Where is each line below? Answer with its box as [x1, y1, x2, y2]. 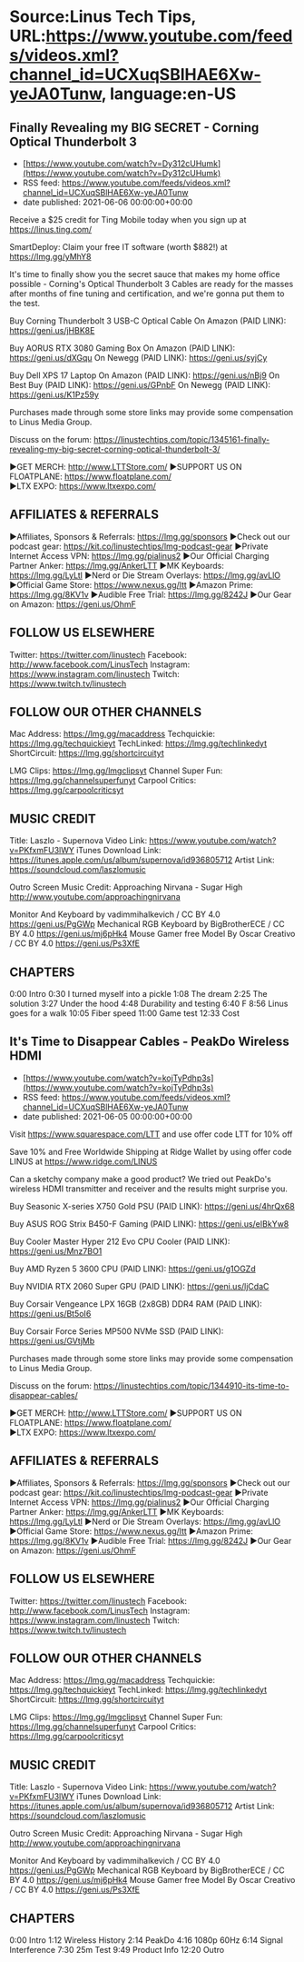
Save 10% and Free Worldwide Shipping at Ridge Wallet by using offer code [9, 1146, 292, 1157]
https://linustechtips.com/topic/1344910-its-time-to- [93, 1379, 289, 1391]
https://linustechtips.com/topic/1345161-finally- [93, 434, 270, 444]
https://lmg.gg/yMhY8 [9, 252, 93, 262]
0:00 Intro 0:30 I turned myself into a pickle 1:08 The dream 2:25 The [9, 989, 268, 1000]
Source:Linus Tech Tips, [9, 6, 197, 27]
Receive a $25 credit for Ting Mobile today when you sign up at [9, 214, 247, 224]
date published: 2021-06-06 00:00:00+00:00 [22, 197, 193, 207]
